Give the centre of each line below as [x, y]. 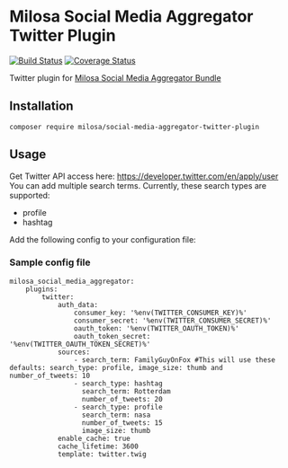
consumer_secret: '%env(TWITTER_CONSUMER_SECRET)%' [172, 321]
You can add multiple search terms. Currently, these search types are [138, 185]
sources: [74, 352]
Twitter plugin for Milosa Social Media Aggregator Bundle [116, 77]
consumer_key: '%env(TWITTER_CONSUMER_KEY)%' [160, 313]
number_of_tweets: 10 [50, 375]
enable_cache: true [94, 438]
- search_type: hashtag [118, 384]
